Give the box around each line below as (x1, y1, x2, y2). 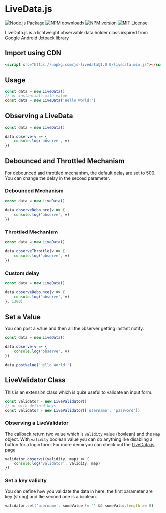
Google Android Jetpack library (5, 35, 69, 41)
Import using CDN (5, 49, 62, 57)
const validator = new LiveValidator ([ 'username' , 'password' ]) (5, 408, 140, 413)
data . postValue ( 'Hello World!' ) (5, 362, 72, 367)
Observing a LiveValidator (5, 420, 69, 426)
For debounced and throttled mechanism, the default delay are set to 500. (5, 170, 156, 176)
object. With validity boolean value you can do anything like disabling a (5, 436, 153, 442)
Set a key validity (5, 477, 47, 484)
